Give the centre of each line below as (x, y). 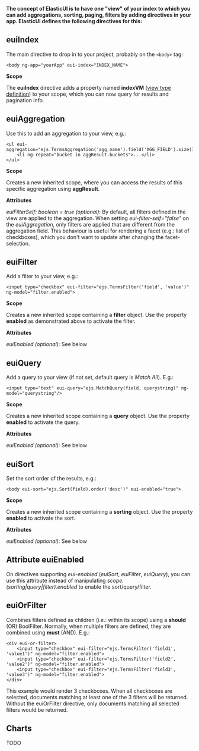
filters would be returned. (37, 709)
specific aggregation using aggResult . (53, 188)
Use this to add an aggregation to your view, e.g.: (66, 133)
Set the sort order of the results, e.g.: (51, 479)
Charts (19, 729)
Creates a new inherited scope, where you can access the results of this (94, 182)
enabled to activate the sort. (41, 518)
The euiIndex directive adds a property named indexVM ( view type (89, 87)
